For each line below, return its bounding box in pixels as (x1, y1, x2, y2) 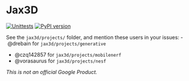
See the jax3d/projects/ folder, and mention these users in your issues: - (6, 34, 183, 41)
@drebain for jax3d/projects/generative (7, 40, 106, 47)
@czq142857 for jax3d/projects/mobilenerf (14, 51, 122, 58)
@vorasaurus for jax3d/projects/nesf (14, 57, 106, 64)
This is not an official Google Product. (6, 68, 98, 75)
